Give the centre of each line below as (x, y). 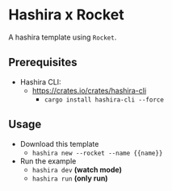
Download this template (59, 143)
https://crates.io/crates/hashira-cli (89, 90)
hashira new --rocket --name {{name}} (97, 153)
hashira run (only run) (70, 178)
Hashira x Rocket (66, 15)
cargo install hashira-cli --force (104, 100)
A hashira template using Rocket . (63, 37)
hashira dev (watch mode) (77, 169)
